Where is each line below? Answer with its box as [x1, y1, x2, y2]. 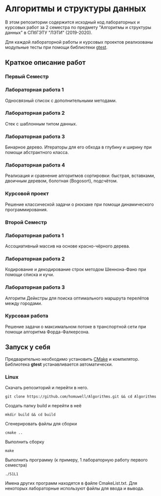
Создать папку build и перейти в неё [5, 402, 82, 408]
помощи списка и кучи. [5, 272, 54, 277]
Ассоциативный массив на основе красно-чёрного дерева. [5, 243, 131, 249]
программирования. [5, 206, 48, 212]
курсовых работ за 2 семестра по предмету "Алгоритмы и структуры [5, 24, 152, 30]
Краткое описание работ [5, 58, 86, 67]
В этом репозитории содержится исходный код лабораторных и [5, 19, 140, 25]
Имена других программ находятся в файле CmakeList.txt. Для [5, 480, 138, 486]
